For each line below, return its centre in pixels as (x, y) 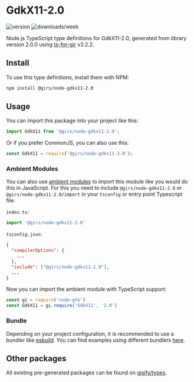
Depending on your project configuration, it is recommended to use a (90, 334)
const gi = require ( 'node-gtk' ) (46, 300)
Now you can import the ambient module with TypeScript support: (86, 289)
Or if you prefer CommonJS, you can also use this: (68, 143)
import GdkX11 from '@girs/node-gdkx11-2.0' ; (63, 132)
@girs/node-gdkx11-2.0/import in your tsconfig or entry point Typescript (94, 194)
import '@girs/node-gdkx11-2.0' (46, 223)
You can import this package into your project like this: (72, 121)
